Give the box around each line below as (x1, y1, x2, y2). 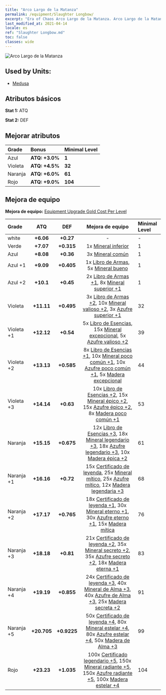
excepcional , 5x (89, 332, 126, 339)
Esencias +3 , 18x (87, 430, 128, 437)
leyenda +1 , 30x (88, 502, 127, 508)
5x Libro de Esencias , (83, 320, 133, 326)
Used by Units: (5, 67, 51, 76)
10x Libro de (93, 386, 123, 392)
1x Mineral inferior (86, 243, 129, 249)
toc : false (5, 35, 28, 40)
